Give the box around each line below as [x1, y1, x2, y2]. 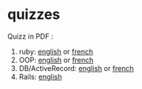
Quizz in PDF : [7, 32, 54, 41]
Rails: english [18, 72, 62, 81]
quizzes [7, 6, 61, 24]
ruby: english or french [18, 46, 94, 56]
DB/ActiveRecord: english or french [18, 63, 135, 72]
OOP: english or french [18, 55, 94, 65]
